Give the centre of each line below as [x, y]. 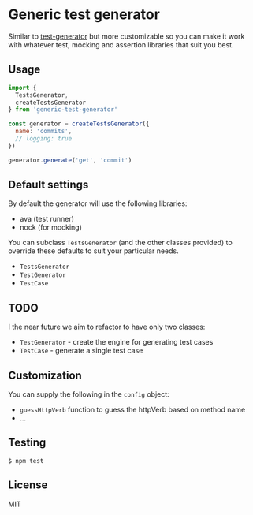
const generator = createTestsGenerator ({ [79, 124]
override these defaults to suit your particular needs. [93, 251]
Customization [45, 375]
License [28, 485]
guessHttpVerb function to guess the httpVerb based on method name [132, 410]
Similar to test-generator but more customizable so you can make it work [126, 36]
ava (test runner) [47, 219]
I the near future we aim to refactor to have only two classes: [107, 327]
